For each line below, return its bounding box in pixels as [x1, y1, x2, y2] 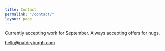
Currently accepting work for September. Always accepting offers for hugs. [5, 30, 160, 36]
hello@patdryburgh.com [5, 40, 55, 46]
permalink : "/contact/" [5, 12, 55, 17]
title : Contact [5, 7, 37, 12]
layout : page [5, 16, 32, 21]
